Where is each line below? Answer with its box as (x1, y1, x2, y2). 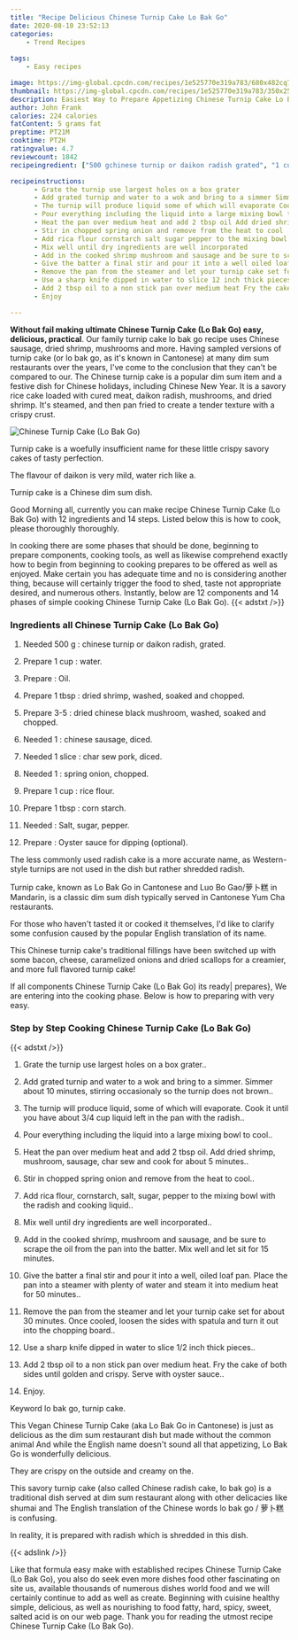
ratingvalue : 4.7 (10, 144, 74, 153)
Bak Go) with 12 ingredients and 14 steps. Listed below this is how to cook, (10, 513, 281, 524)
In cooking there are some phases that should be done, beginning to (10, 540, 259, 550)
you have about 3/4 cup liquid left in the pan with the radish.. (22, 1113, 245, 1123)
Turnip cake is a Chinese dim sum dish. (10, 486, 153, 497)
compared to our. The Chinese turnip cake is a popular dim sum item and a (10, 371, 282, 382)
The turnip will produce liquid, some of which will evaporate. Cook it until (22, 1103, 289, 1114)
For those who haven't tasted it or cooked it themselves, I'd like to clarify (10, 918, 275, 929)
